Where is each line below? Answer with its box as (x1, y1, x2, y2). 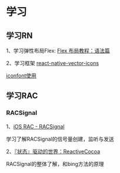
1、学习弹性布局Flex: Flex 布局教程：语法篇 (6, 48, 110, 54)
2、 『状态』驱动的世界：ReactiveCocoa (6, 148, 101, 155)
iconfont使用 (6, 72, 37, 79)
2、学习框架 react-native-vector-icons (6, 60, 99, 66)
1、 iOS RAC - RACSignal (6, 123, 65, 130)
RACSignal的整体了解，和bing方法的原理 (6, 160, 104, 167)
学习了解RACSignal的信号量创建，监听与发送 (6, 135, 114, 143)
